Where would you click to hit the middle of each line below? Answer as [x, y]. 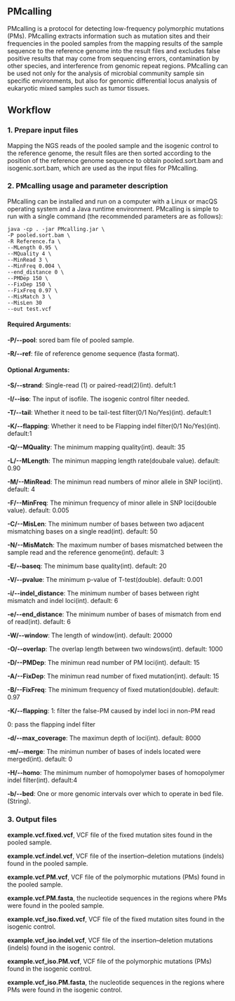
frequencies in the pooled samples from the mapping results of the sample [115, 43]
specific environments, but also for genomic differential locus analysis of [112, 81]
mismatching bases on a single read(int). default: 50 [82, 531]
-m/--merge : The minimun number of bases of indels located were [104, 752]
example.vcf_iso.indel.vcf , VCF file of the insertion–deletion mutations [110, 940]
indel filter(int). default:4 [42, 780]
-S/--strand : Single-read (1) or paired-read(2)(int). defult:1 [92, 385]
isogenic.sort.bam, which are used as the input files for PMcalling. [103, 168]
